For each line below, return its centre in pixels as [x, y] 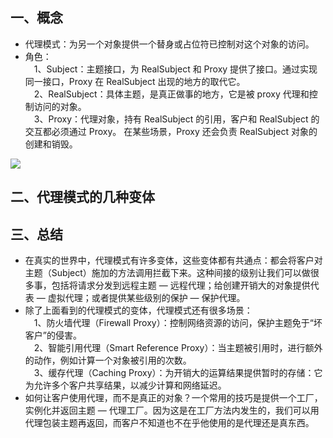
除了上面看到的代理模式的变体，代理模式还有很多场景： [138, 310]
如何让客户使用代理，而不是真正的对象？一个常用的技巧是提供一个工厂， [173, 398]
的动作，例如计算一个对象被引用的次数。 [108, 360]
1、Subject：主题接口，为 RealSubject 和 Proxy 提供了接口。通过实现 [175, 69]
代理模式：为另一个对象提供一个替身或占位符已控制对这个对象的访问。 [169, 44]
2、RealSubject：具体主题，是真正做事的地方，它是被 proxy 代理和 [171, 94]
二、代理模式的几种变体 [82, 197]
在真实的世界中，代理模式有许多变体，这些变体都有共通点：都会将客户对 [173, 260]
